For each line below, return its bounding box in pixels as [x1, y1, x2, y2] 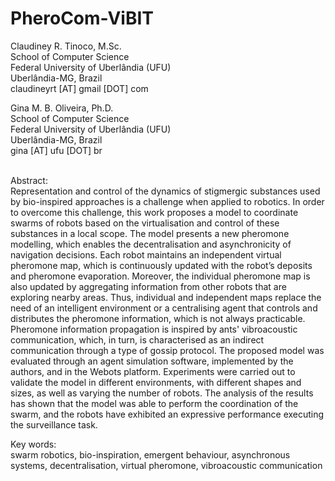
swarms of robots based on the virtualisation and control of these [10, 217, 280, 229]
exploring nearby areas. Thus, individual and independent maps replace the [10, 291, 322, 303]
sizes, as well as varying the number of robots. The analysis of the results [10, 387, 314, 399]
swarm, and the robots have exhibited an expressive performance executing [10, 408, 325, 420]
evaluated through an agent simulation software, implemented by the [10, 355, 294, 367]
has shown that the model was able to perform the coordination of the [10, 397, 299, 409]
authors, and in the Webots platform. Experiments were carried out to [10, 365, 296, 377]
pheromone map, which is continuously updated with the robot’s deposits [10, 259, 313, 271]
